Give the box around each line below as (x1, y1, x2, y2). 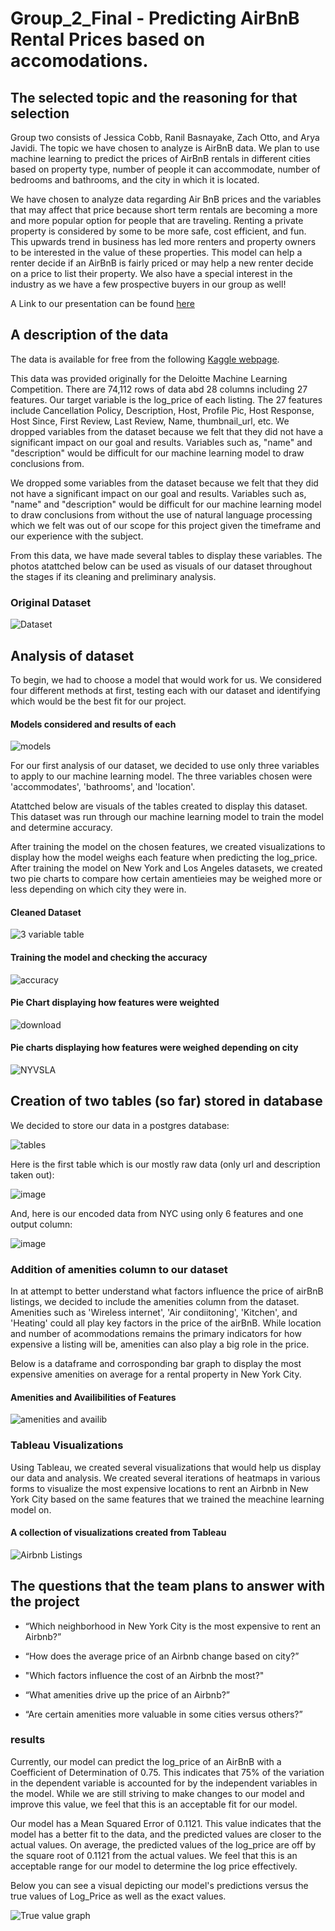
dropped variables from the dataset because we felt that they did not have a (10, 425, 324, 437)
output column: (10, 1218, 73, 1230)
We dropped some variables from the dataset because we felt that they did (10, 477, 319, 489)
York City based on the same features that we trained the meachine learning (10, 1493, 325, 1505)
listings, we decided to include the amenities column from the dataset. (10, 1296, 300, 1308)
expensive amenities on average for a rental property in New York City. (10, 1368, 302, 1381)
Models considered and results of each (10, 718, 177, 730)
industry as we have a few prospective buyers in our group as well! (10, 278, 287, 290)
